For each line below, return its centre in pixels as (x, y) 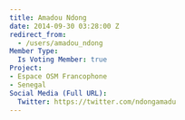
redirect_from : (38, 34)
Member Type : (34, 51)
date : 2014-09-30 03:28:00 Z (64, 26)
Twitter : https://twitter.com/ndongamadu (97, 102)
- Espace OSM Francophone (58, 77)
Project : (26, 69)
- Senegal (28, 85)
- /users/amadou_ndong (60, 43)
